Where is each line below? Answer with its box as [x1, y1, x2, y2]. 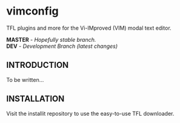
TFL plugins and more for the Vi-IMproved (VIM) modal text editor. [6, 24, 172, 32]
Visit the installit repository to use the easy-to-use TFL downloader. [6, 110, 175, 117]
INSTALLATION [6, 94, 65, 104]
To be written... [6, 76, 44, 83]
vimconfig [6, 4, 59, 18]
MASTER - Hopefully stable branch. [6, 36, 96, 43]
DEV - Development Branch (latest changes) [6, 42, 118, 50]
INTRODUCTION [6, 60, 69, 70]
